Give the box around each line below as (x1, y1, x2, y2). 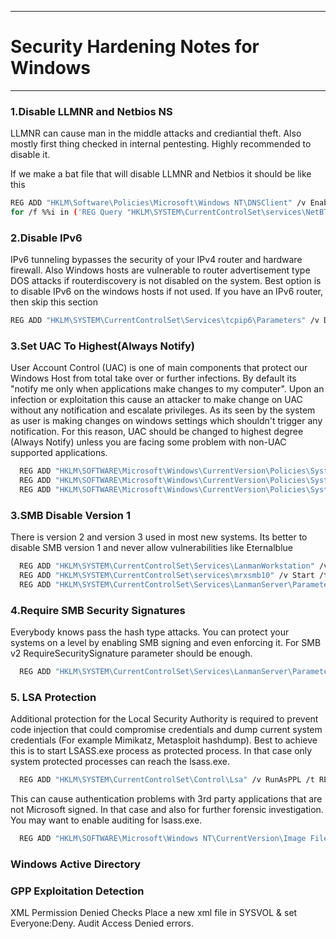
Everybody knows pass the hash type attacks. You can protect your (10, 626, 290, 638)
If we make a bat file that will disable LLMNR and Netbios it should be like (10, 168, 312, 180)
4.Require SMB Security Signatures (10, 603, 186, 617)
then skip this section (10, 296, 98, 308)
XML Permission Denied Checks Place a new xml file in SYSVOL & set (10, 907, 298, 919)
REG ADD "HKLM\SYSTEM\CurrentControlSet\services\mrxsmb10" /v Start (19, 571, 315, 581)
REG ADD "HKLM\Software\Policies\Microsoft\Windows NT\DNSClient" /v (10, 198, 307, 208)
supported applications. (10, 447, 108, 459)
